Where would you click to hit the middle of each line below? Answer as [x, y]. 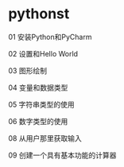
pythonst [39, 14]
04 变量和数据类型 [38, 87]
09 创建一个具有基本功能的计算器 [62, 155]
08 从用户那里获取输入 [45, 138]
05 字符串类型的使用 [42, 104]
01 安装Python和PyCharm [50, 37]
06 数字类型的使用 [38, 121]
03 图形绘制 [28, 70]
